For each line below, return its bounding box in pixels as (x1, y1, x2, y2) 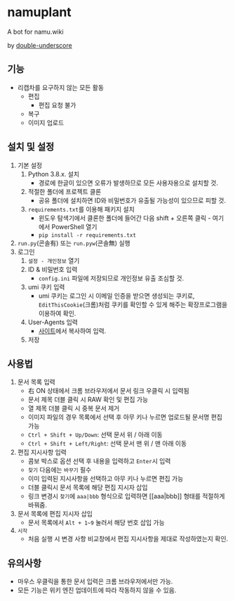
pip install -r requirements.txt (38, 231, 137, 239)
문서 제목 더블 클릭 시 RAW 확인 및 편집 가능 (27, 395, 149, 404)
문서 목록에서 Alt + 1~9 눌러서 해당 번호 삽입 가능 (27, 518, 165, 527)
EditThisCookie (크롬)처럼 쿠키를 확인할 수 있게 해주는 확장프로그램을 (38, 300, 228, 309)
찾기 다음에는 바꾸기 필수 (27, 465, 92, 474)
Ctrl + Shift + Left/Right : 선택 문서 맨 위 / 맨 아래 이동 (27, 439, 187, 448)
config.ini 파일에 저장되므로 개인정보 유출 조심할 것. (38, 273, 184, 282)
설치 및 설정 (7, 141, 55, 153)
